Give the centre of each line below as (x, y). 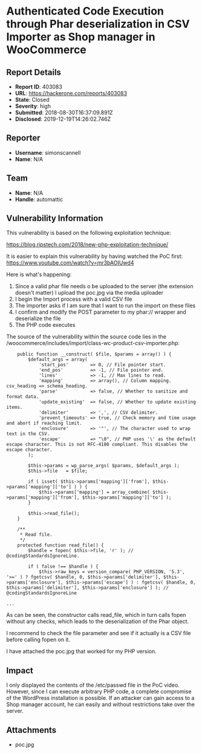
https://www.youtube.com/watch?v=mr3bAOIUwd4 (70, 263)
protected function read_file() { (60, 545)
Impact (20, 671)
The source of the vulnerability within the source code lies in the (86, 337)
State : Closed (32, 99)
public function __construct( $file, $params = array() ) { (94, 354)
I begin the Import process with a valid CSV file (73, 299)
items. (15, 408)
